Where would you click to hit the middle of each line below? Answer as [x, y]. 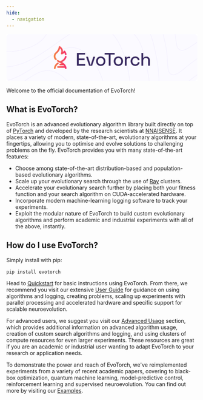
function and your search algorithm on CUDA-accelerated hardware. [100, 194]
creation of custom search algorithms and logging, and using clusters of [96, 333]
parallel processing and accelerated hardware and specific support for [95, 302]
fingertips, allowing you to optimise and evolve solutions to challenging [95, 143]
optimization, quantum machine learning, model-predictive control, [100, 378]
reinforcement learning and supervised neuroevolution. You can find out [96, 384]
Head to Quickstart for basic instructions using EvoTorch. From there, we [97, 283]
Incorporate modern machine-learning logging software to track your [101, 200]
